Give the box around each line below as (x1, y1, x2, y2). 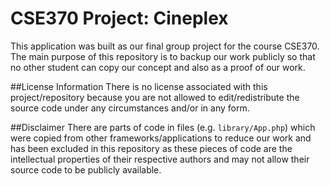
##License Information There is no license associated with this (10, 80, 268, 92)
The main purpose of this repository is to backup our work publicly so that (10, 50, 316, 62)
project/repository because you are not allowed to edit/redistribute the (10, 91, 300, 103)
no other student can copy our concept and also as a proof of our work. (10, 61, 306, 73)
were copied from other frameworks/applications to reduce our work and (10, 132, 312, 144)
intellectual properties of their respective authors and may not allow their (10, 153, 310, 165)
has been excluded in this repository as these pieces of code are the (10, 142, 293, 154)
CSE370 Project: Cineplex (10, 7, 229, 30)
